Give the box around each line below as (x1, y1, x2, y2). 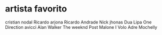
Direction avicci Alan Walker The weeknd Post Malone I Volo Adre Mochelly (5, 24, 158, 30)
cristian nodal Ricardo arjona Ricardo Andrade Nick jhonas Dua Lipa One (5, 19, 152, 25)
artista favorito (5, 3, 67, 14)
